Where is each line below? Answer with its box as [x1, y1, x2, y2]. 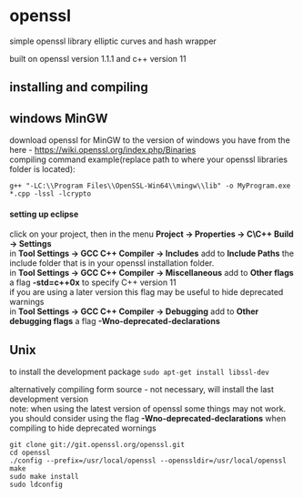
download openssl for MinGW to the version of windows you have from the [9, 135, 291, 146]
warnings [9, 297, 45, 308]
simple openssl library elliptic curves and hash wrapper [9, 36, 217, 46]
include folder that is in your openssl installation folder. [9, 258, 215, 269]
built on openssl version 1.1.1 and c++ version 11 [9, 53, 187, 64]
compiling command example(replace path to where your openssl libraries [9, 154, 288, 165]
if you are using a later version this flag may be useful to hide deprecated [9, 287, 284, 298]
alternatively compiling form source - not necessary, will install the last [9, 384, 275, 395]
